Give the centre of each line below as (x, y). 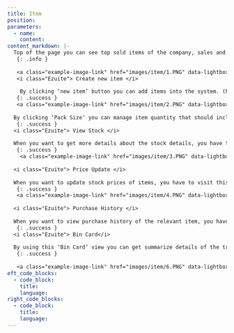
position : (22, 20)
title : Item (24, 14)
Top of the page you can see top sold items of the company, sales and (120, 53)
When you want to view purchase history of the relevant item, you (114, 221)
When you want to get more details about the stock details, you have (118, 144)
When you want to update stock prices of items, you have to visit (114, 182)
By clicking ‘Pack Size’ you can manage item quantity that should (114, 117)
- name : (25, 33)
